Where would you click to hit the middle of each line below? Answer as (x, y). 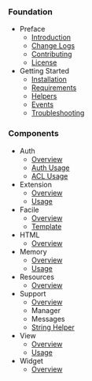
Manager (46, 310)
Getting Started (44, 71)
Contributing (52, 55)
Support (33, 293)
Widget (31, 360)
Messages (48, 319)
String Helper (53, 327)
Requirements (54, 88)
